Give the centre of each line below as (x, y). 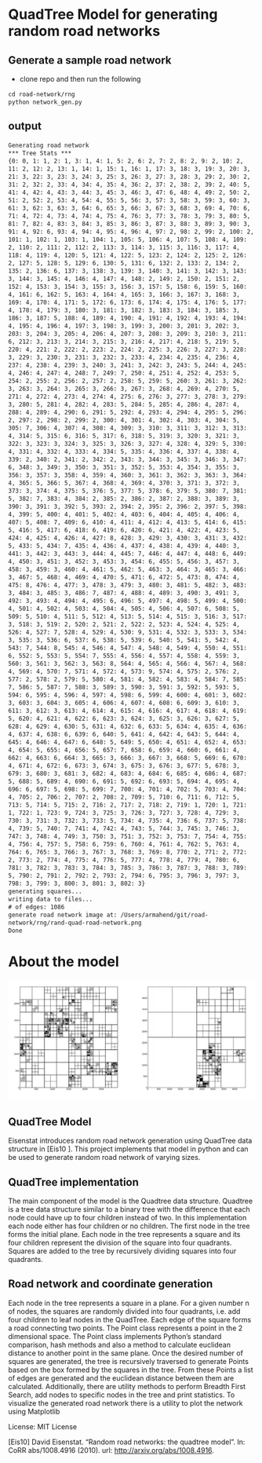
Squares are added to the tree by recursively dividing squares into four (122, 1251)
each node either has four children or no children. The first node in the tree (129, 1226)
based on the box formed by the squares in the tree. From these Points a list (131, 1370)
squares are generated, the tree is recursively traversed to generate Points (129, 1361)
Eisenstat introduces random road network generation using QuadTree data (130, 1141)
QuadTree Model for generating (113, 15)
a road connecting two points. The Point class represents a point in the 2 (126, 1328)
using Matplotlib (34, 1411)
